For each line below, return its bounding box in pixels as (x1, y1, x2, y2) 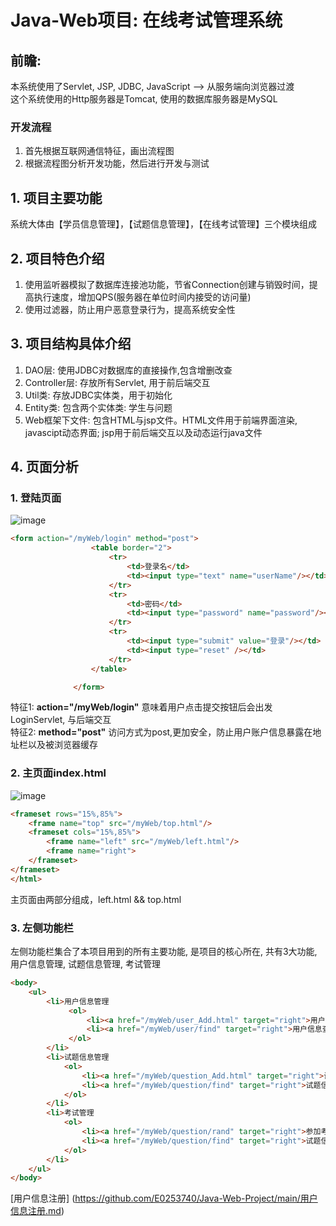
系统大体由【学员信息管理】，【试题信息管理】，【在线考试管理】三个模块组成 (10, 218, 317, 230)
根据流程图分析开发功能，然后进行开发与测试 (24, 157, 210, 170)
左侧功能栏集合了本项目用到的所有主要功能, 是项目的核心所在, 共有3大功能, (10, 946, 318, 958)
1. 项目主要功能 (10, 189, 103, 206)
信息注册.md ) (10, 1205, 65, 1217)
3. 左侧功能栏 (10, 921, 74, 935)
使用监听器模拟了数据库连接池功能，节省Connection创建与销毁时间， (24, 278, 310, 290)
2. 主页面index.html (10, 766, 107, 780)
